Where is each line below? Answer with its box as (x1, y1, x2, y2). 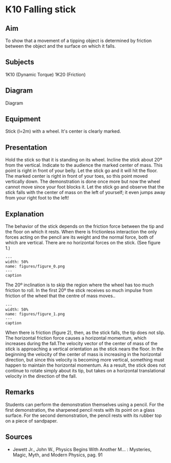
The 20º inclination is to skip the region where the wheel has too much (5, 282, 154, 288)
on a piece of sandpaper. (5, 417, 58, 424)
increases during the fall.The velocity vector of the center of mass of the (5, 341, 158, 347)
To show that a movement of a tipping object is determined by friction (5, 37, 152, 44)
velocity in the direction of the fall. (5, 373, 77, 380)
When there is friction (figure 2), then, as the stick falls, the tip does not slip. (5, 329, 165, 336)
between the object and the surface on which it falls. (5, 43, 116, 49)
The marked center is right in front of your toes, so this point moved (5, 173, 148, 179)
